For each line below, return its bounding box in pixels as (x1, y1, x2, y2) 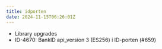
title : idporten (6, 8, 46, 15)
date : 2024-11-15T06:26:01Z (6, 14, 76, 20)
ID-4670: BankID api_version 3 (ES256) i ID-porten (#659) (14, 36, 156, 43)
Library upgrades (14, 30, 58, 37)
